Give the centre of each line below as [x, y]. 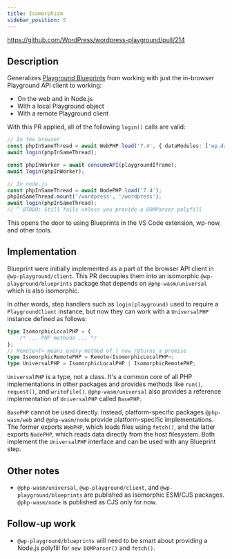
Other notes [33, 471]
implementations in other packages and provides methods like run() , [105, 384]
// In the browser [33, 140]
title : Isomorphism [35, 13]
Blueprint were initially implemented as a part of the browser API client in [110, 268]
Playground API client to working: [55, 85]
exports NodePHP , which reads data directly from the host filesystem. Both [111, 434]
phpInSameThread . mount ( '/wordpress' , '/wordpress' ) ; [85, 197]
